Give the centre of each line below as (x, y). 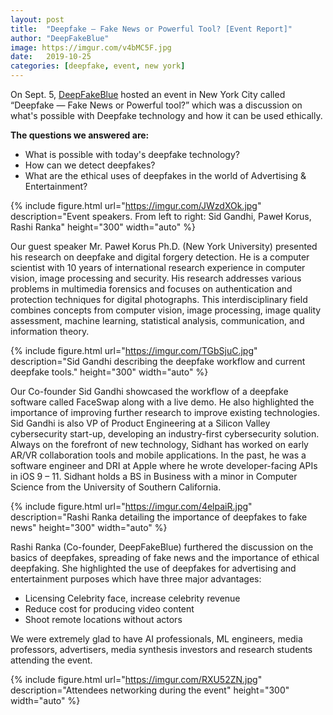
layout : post (37, 19)
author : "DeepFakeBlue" (60, 38)
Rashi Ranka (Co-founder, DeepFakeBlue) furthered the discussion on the (162, 547)
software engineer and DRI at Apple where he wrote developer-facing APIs (164, 465)
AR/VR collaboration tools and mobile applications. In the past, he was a (158, 455)
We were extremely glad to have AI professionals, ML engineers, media (156, 639)
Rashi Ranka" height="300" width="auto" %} (103, 227)
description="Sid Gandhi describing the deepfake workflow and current (158, 361)
